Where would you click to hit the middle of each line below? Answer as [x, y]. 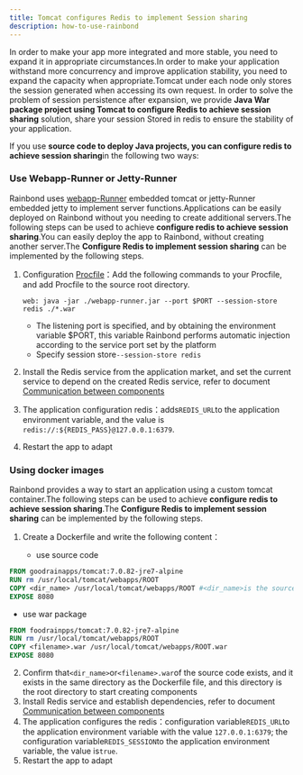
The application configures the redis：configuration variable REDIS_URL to [156, 722]
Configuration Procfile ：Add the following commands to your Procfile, [152, 274]
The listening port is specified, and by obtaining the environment [156, 325]
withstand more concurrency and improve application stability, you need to [148, 71]
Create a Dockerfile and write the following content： [121, 537]
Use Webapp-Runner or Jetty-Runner [93, 178]
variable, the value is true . [70, 751]
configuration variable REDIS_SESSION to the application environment [146, 742]
